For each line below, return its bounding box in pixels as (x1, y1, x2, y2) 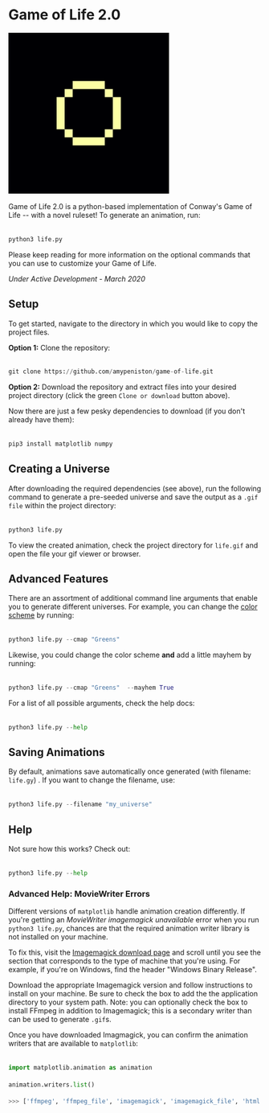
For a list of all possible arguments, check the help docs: (8, 698, 195, 708)
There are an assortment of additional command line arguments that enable (8, 593, 259, 603)
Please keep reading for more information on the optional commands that (8, 249, 251, 259)
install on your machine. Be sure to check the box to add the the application (8, 989, 259, 999)
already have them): (8, 415, 75, 425)
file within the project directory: (8, 500, 116, 510)
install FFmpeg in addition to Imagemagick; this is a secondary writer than (8, 1006, 252, 1016)
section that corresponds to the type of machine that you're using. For (8, 956, 241, 966)
